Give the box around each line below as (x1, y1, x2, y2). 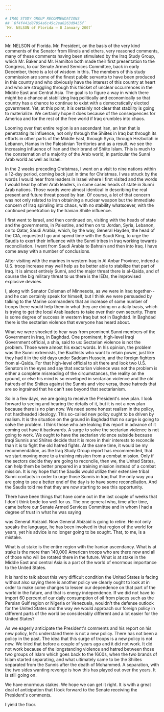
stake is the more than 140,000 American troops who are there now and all (5, 549, 156, 555)
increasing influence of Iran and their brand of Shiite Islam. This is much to (5, 146, 155, 152)
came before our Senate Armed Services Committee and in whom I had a (5, 504, 153, 510)
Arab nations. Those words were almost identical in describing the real (5, 187, 148, 193)
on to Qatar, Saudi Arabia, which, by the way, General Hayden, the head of (5, 227, 155, 233)
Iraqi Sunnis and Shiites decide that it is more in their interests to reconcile (5, 437, 155, 443)
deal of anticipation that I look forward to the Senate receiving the (5, 687, 138, 693)
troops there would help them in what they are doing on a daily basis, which (5, 304, 158, 310)
